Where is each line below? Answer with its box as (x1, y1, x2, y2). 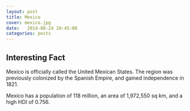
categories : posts (6, 31, 51, 37)
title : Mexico (6, 14, 41, 20)
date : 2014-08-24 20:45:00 (6, 25, 78, 31)
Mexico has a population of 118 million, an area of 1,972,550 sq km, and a (6, 92, 183, 99)
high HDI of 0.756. (6, 98, 50, 105)
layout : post (6, 8, 38, 15)
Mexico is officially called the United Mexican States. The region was (6, 68, 173, 75)
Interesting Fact (6, 53, 66, 63)
